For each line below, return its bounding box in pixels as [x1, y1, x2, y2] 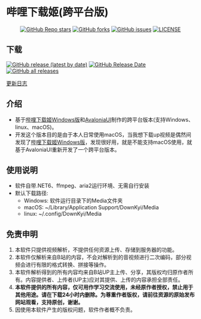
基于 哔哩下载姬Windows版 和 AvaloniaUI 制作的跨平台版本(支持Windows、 [14, 116, 194, 123]
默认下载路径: [14, 189, 48, 197]
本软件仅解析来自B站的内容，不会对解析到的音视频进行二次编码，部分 [14, 254, 187, 261]
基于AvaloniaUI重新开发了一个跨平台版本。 [14, 146, 120, 153]
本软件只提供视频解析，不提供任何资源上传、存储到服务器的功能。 [14, 246, 178, 254]
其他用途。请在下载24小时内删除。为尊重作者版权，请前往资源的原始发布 [14, 291, 195, 299]
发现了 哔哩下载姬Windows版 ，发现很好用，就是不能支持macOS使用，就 [14, 139, 193, 146]
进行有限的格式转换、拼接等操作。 [25, 261, 109, 269]
